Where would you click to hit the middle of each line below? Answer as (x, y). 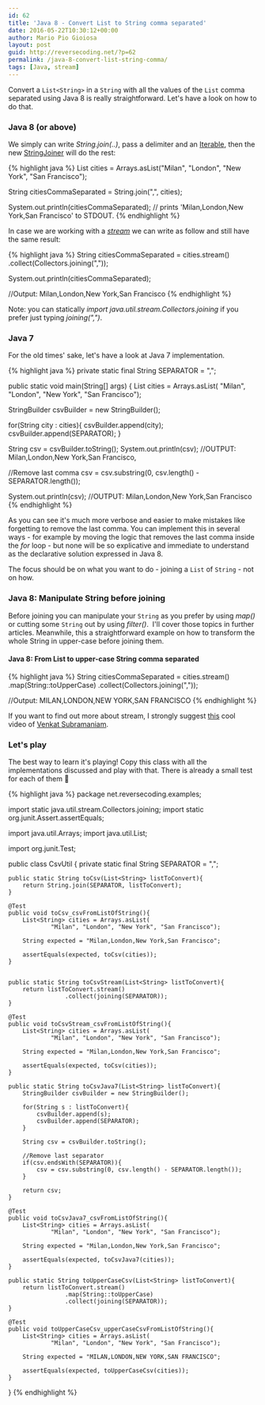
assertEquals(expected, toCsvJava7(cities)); (99, 1260)
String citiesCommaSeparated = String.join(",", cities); (95, 192)
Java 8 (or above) (42, 127)
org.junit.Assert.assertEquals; (56, 818)
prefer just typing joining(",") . (55, 318)
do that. (21, 106)
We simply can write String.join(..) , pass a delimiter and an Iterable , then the (132, 144)
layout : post (30, 45)
